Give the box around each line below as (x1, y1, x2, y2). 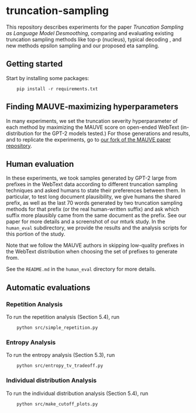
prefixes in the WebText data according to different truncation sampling (6, 181, 178, 188)
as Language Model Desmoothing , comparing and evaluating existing (6, 29, 174, 36)
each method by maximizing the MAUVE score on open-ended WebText (6, 123, 180, 130)
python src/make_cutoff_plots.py (16, 401, 98, 407)
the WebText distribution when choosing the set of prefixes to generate (6, 248, 178, 255)
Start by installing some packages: (6, 74, 90, 81)
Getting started (6, 59, 63, 69)
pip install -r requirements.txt (16, 86, 98, 92)
